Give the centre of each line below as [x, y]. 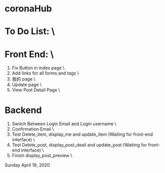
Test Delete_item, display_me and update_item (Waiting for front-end [82, 134]
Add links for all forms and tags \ [45, 73]
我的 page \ [24, 79]
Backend [23, 110]
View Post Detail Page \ [36, 90]
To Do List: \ [30, 32]
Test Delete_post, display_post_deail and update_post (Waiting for [80, 145]
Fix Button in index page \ [38, 68]
